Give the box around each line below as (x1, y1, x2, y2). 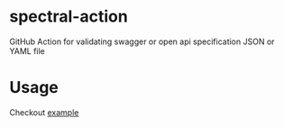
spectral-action (9, 6, 128, 27)
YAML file (9, 45, 45, 56)
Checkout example (9, 106, 79, 118)
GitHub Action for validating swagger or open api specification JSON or (9, 36, 275, 47)
